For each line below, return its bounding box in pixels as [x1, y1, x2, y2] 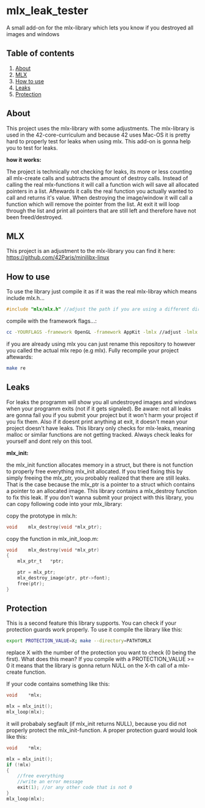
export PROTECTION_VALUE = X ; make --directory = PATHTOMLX [6, 638, 151, 644]
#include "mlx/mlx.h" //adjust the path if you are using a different [6, 306, 190, 312]
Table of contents [6, 48, 74, 59]
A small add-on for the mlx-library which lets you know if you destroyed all [6, 24, 194, 31]
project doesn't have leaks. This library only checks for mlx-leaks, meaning [6, 424, 195, 432]
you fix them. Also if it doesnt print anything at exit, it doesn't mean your [6, 418, 188, 425]
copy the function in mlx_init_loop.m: [6, 535, 99, 542]
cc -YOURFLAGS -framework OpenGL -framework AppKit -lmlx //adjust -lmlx [6, 329, 198, 336]
